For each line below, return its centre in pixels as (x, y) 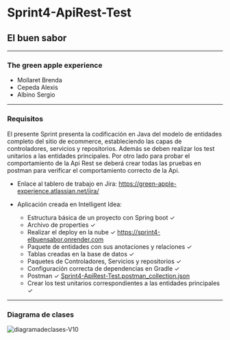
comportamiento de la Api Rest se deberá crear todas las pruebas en (104, 163)
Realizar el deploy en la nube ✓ (72, 232)
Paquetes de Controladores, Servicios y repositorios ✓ (104, 261)
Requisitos (25, 119)
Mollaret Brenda (40, 80)
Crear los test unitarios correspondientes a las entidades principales (124, 283)
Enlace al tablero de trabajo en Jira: (67, 184)
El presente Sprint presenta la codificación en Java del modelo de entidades (115, 134)
